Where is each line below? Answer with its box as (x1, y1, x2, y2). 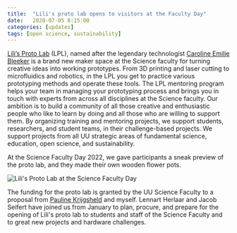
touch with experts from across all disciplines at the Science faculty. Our (7, 95, 218, 103)
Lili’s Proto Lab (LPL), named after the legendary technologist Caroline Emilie (7, 49, 231, 58)
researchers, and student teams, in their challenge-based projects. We (7, 124, 213, 133)
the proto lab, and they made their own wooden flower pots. (7, 160, 182, 169)
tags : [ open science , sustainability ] (7, 30, 121, 37)
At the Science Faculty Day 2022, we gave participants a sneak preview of (7, 153, 224, 162)
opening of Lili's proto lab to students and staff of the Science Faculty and (7, 210, 223, 219)
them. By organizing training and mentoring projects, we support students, (7, 117, 224, 126)
